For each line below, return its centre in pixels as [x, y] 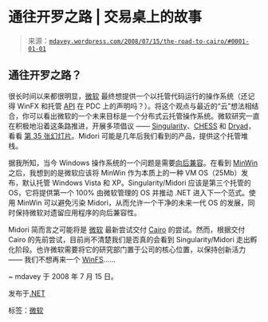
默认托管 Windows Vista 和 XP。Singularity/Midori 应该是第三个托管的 [136, 183]
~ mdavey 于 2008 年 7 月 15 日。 [63, 276]
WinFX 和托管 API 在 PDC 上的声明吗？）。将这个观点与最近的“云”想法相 [134, 106]
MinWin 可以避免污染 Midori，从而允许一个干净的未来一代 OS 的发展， [133, 202]
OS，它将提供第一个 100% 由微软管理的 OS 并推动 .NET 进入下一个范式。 [129, 192]
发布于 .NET [27, 293]
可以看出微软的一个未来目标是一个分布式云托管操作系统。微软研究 [137, 116]
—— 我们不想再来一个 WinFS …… [62, 259]
